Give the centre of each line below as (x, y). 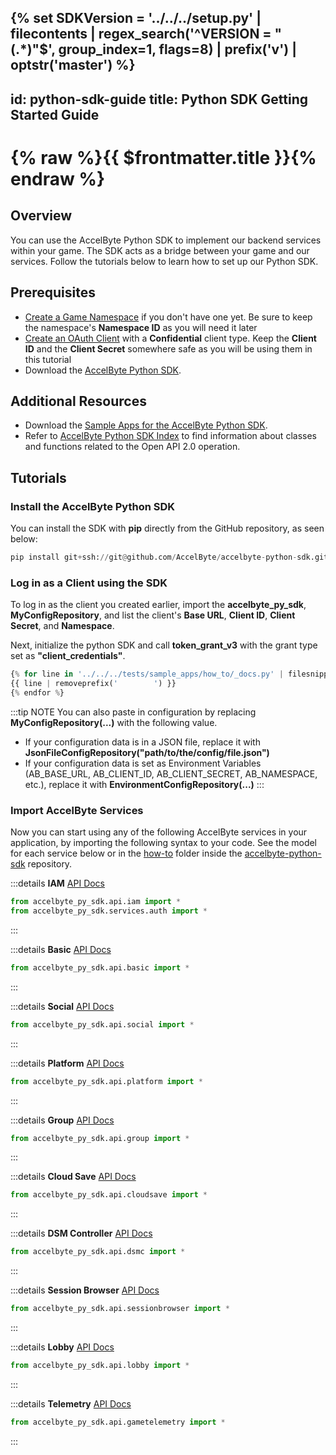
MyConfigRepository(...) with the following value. (114, 722)
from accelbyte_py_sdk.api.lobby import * (100, 1366)
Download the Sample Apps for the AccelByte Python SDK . (146, 425)
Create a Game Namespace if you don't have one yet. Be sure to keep (168, 317)
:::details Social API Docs (62, 1006)
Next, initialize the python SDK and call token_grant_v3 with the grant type (164, 645)
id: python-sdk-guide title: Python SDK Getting (159, 99)
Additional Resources (78, 401)
